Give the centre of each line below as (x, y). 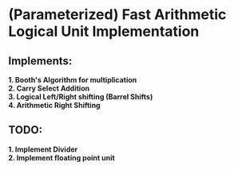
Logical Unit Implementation (104, 31)
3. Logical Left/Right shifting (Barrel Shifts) (81, 97)
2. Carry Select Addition (49, 88)
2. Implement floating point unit (62, 157)
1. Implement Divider (43, 149)
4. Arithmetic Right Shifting (55, 105)
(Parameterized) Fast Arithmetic (117, 15)
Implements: (40, 61)
